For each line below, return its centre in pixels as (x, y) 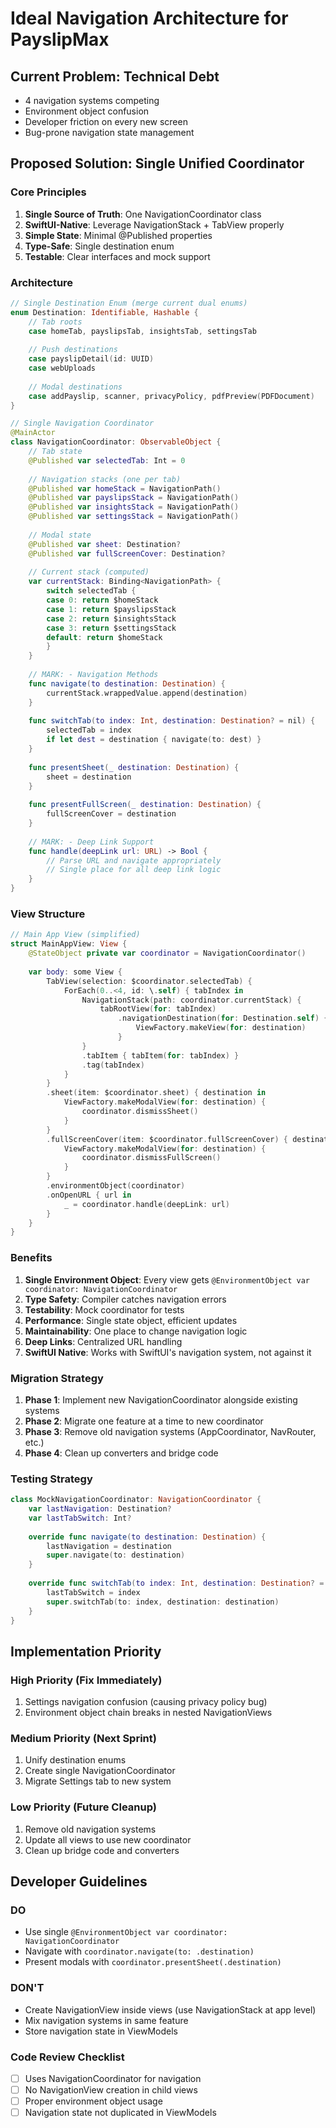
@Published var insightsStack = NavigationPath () (134, 507)
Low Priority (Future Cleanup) (83, 1807)
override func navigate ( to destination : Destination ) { (147, 1537)
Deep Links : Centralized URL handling (103, 1341)
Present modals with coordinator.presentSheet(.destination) (153, 1962)
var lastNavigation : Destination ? (100, 1509)
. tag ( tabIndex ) (113, 1065)
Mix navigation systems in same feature (106, 2020)
